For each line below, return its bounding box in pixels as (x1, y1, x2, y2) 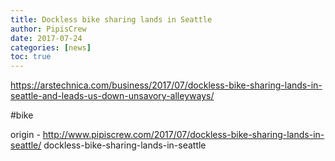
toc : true (10, 52, 52, 62)
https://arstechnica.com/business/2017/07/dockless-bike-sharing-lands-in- (10, 79, 323, 91)
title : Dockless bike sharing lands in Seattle (10, 14, 213, 25)
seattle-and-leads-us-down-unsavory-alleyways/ (10, 90, 215, 102)
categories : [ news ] (10, 42, 92, 53)
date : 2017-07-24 (10, 33, 83, 43)
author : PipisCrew (10, 24, 87, 34)
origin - (10, 129, 41, 141)
